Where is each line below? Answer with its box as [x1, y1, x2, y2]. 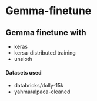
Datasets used [5, 69, 42, 76]
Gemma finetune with [5, 28, 86, 38]
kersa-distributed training [14, 49, 76, 56]
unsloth [14, 56, 33, 62]
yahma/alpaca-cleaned [14, 88, 71, 95]
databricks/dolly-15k [14, 82, 64, 89]
